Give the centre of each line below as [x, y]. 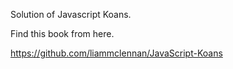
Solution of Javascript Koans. [71, 14]
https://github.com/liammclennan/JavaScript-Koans [116, 53]
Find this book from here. [62, 33]
